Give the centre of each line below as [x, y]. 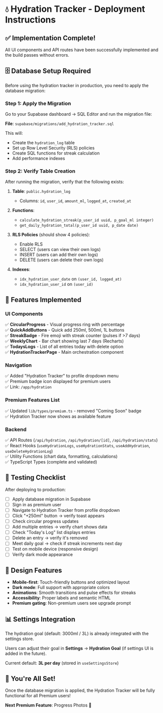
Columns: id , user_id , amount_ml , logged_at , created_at [75, 201]
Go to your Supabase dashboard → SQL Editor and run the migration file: [79, 114]
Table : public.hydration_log [41, 191]
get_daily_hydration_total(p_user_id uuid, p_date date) [79, 226]
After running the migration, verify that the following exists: [65, 182]
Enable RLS [31, 244]
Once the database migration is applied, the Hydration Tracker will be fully [80, 690]
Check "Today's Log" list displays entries [54, 532]
